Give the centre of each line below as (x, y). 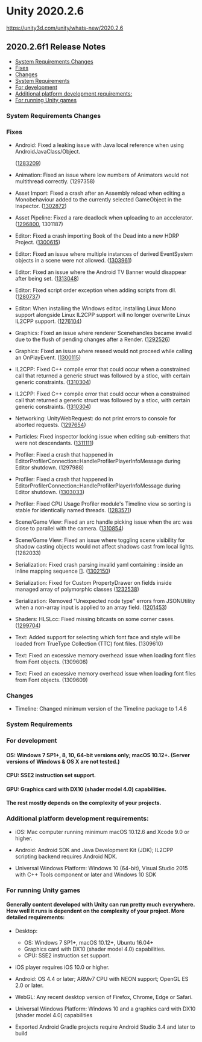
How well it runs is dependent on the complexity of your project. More (96, 911)
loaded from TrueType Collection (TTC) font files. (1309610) (89, 643)
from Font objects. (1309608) (52, 662)
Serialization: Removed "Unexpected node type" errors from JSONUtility (105, 601)
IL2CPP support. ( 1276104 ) (48, 321)
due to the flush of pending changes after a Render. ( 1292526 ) (93, 339)
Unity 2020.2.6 (45, 11)
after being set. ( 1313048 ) (47, 278)
